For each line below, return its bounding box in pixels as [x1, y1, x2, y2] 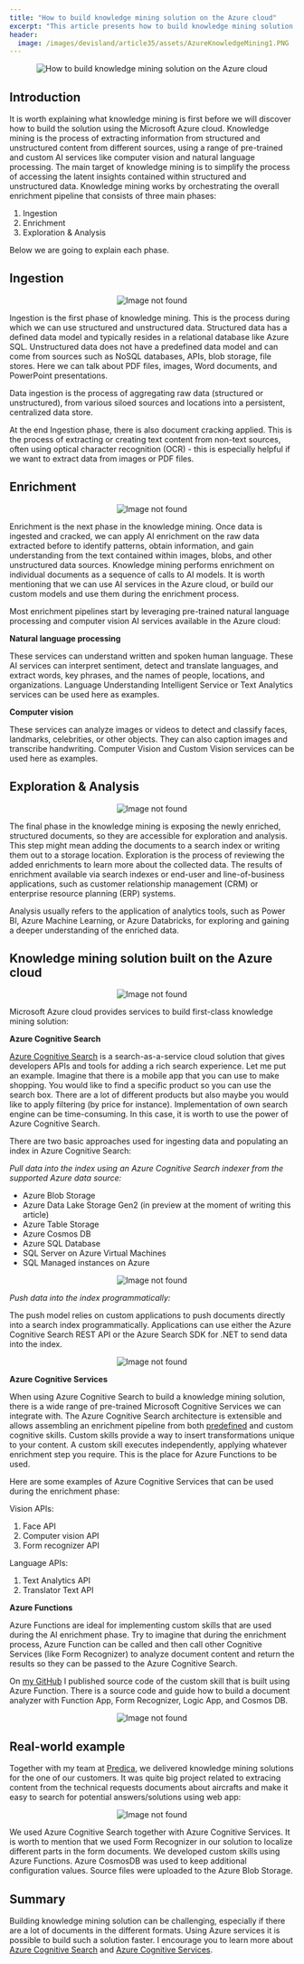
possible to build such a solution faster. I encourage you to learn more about [9, 1934, 294, 1945]
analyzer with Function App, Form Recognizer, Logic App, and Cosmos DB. [9, 1695, 288, 1706]
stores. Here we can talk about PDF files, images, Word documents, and [9, 360, 278, 371]
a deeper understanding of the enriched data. [9, 925, 179, 935]
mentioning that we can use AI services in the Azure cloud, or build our [9, 578, 274, 589]
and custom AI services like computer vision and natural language [9, 152, 255, 163]
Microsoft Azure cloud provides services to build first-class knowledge [9, 1006, 273, 1018]
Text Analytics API [22, 1575, 91, 1586]
